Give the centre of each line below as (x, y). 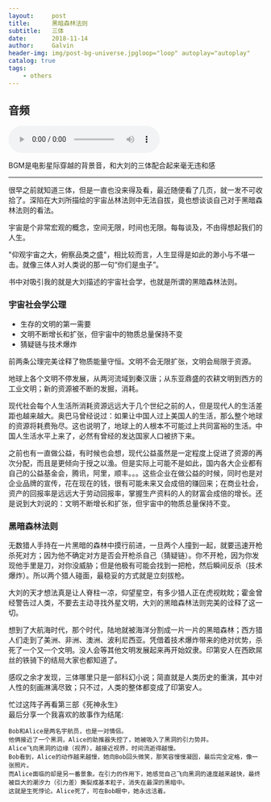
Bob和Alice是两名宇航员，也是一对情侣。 (68, 731)
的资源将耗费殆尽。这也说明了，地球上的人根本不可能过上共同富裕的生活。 (132, 426)
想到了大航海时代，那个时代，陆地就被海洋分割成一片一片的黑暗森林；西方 (132, 630)
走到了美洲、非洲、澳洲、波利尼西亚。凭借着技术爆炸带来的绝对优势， (139, 640)
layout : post (38, 16)
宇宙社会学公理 (38, 305)
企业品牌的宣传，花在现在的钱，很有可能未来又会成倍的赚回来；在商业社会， (135, 483)
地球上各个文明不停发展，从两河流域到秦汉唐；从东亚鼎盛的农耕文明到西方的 (135, 378)
